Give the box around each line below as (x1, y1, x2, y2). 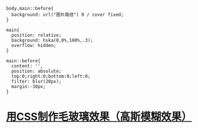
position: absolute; (11, 68, 62, 74)
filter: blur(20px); (11, 79, 62, 85)
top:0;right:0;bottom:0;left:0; (11, 73, 91, 79)
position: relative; (11, 32, 62, 38)
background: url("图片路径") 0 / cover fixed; (11, 12, 124, 18)
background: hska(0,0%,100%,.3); (11, 38, 93, 43)
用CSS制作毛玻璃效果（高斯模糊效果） (6, 110, 192, 123)
